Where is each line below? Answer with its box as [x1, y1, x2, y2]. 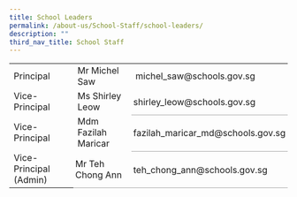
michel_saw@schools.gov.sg [135, 70, 255, 82]
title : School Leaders [9, 12, 93, 22]
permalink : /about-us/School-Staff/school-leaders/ [9, 21, 203, 30]
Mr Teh [74, 158, 105, 170]
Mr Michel [77, 64, 119, 77]
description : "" [9, 29, 69, 38]
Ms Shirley [77, 90, 122, 102]
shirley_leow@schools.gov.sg [133, 96, 256, 108]
